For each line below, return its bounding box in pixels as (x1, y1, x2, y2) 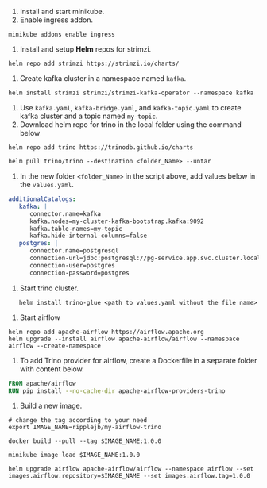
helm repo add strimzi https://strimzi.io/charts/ (8, 60, 180, 67)
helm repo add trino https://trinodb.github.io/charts (8, 144, 194, 152)
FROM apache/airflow (8, 379, 77, 387)
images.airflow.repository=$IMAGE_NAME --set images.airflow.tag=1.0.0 (8, 472, 250, 480)
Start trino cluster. (19, 283, 79, 293)
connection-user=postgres (29, 261, 115, 269)
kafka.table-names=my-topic (29, 225, 123, 232)
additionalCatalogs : (8, 195, 77, 203)
